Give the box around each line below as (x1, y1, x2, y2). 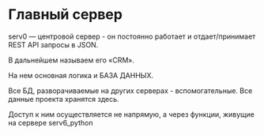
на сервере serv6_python (8, 118, 93, 127)
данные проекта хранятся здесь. (8, 94, 120, 103)
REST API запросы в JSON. (8, 39, 99, 49)
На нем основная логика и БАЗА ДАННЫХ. (8, 70, 154, 80)
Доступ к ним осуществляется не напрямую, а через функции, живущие (8, 109, 255, 119)
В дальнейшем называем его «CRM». (8, 55, 135, 65)
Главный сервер (8, 6, 123, 24)
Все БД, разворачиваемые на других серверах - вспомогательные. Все (8, 85, 253, 96)
